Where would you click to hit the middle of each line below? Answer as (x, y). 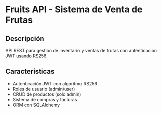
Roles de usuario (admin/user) (44, 89)
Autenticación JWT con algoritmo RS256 (55, 83)
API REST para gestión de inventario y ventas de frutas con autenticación (81, 50)
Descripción (25, 38)
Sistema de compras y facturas (45, 99)
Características (30, 72)
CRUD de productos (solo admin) (47, 94)
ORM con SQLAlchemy (36, 105)
